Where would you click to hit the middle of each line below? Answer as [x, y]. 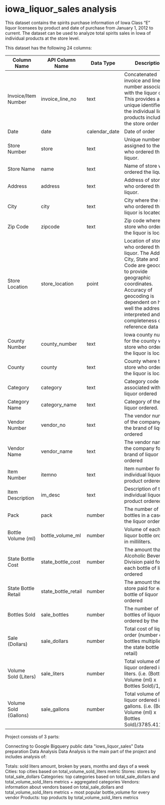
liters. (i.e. [136, 673]
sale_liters [53, 673]
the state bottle [142, 647]
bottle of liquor [141, 594]
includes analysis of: [26, 756]
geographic [137, 278]
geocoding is [139, 296]
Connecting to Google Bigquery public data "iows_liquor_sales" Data [74, 746]
